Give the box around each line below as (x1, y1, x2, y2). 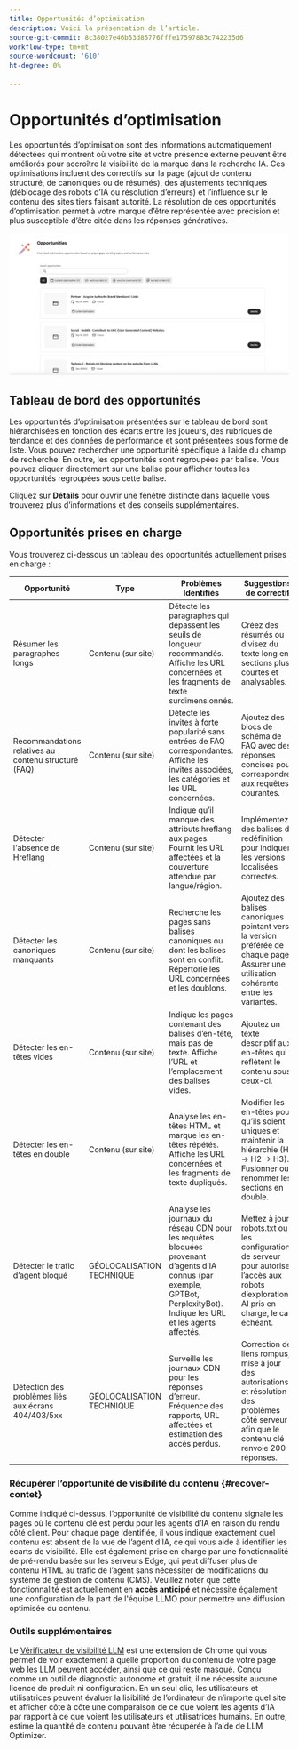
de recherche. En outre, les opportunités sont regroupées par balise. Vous (9, 454, 280, 465)
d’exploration (240, 1289, 289, 1300)
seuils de (169, 629, 202, 639)
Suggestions (243, 578, 292, 589)
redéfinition (240, 833, 284, 844)
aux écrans (12, 1400, 54, 1411)
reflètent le (240, 1056, 281, 1067)
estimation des (169, 1428, 223, 1440)
